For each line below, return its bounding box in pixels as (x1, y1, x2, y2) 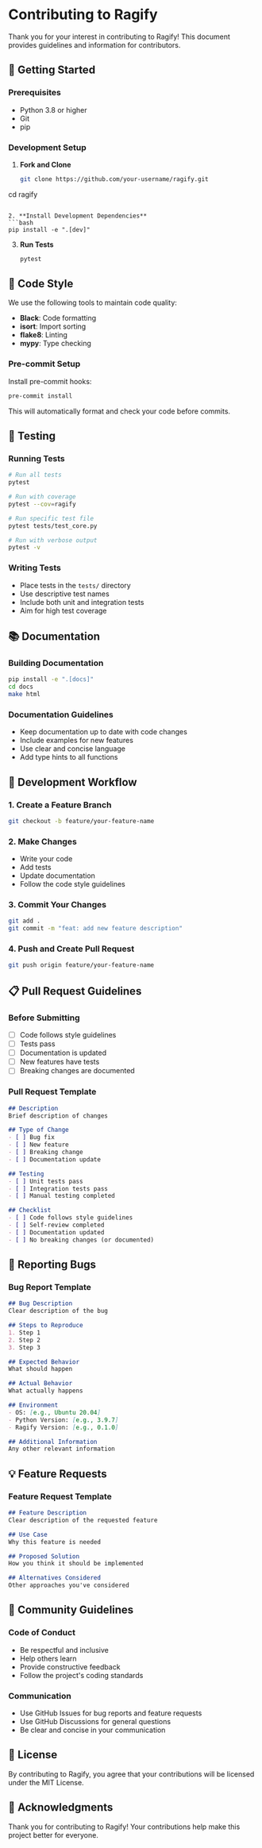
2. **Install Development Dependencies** (8, 212, 148, 220)
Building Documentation (8, 657, 104, 668)
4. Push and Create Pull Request (8, 943, 135, 954)
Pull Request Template (8, 1086, 97, 1097)
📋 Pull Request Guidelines (8, 984, 142, 998)
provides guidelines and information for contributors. (8, 40, 181, 49)
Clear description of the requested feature (8, 1516, 158, 1524)
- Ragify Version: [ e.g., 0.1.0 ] (8, 1423, 119, 1431)
